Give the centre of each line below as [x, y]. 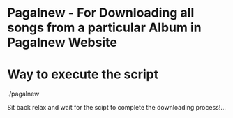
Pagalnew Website [62, 43]
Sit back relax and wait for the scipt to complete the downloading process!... [117, 108]
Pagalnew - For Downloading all [101, 13]
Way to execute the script [83, 74]
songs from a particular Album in [104, 28]
